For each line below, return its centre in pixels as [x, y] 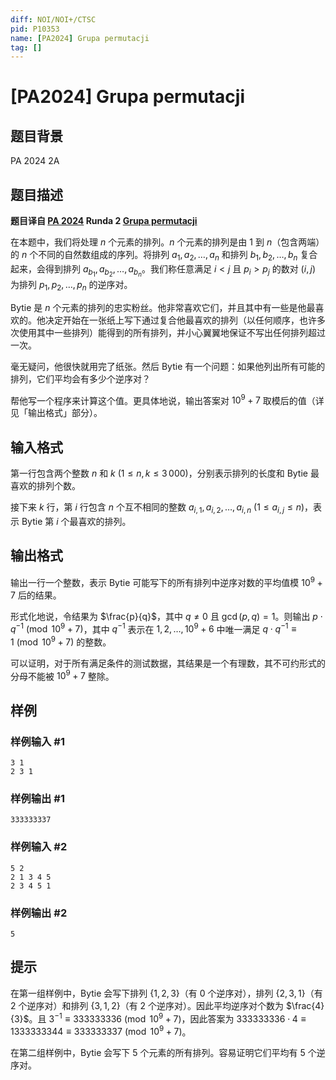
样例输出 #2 [39, 913]
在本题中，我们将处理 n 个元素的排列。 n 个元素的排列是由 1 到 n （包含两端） [167, 242]
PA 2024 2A [35, 161]
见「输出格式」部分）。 [56, 413]
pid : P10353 [35, 29]
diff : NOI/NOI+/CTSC [53, 19]
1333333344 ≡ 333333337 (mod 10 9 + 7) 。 [101, 1031]
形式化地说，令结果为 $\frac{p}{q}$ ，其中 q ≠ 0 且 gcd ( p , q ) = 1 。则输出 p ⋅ [166, 616]
